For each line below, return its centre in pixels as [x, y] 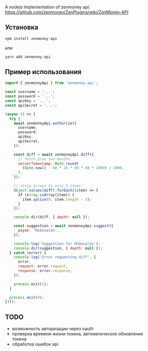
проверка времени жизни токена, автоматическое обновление [78, 334]
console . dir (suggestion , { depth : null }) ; [58, 248]
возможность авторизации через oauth [53, 329]
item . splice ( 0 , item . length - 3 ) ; [57, 199]
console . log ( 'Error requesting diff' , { [55, 257]
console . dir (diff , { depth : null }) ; [52, 217]
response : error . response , [45, 271]
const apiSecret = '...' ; [31, 105]
